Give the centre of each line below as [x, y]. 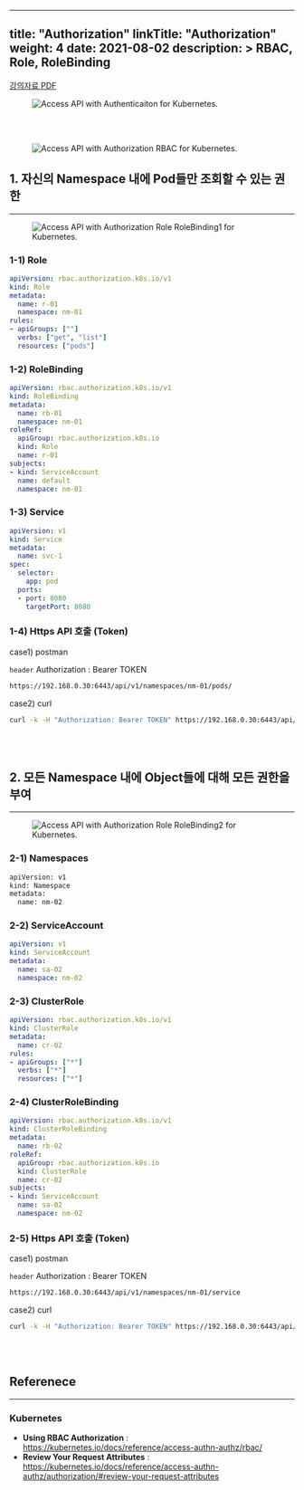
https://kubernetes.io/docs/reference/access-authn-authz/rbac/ [142, 1447]
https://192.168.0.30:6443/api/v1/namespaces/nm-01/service [125, 1293]
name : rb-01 [40, 413]
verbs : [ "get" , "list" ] [62, 338]
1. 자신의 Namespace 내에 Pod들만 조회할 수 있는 [141, 179]
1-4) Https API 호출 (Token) [69, 632]
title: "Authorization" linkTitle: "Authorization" [143, 34]
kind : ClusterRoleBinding [58, 1129]
